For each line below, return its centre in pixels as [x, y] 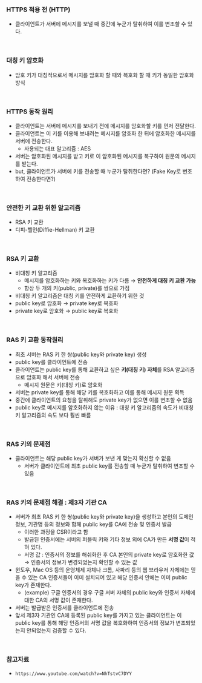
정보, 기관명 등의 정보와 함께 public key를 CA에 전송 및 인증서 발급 [93, 524]
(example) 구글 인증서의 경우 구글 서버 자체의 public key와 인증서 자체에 [109, 593]
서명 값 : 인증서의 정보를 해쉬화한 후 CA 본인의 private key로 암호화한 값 [109, 555]
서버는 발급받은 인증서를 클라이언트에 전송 [64, 608]
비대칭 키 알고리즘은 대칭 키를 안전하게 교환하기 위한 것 [80, 296]
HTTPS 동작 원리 [30, 112]
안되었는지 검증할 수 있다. [56, 631]
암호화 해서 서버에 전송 [53, 377]
